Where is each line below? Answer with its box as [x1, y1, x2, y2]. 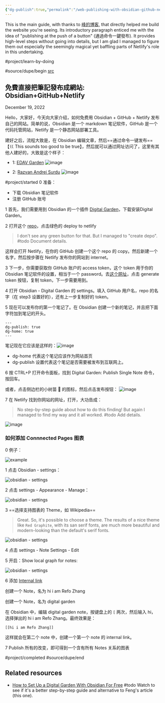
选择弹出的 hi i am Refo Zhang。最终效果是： [5, 615, 96, 621]
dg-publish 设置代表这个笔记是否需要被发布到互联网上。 [12, 359, 126, 365]
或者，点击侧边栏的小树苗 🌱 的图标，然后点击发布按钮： [5, 387, 118, 392]
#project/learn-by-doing [5, 58, 55, 64]
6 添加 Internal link [5, 577, 43, 583]
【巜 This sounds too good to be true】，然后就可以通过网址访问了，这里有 [5, 143, 155, 149]
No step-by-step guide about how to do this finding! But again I [17, 407, 145, 413]
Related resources [5, 669, 62, 677]
